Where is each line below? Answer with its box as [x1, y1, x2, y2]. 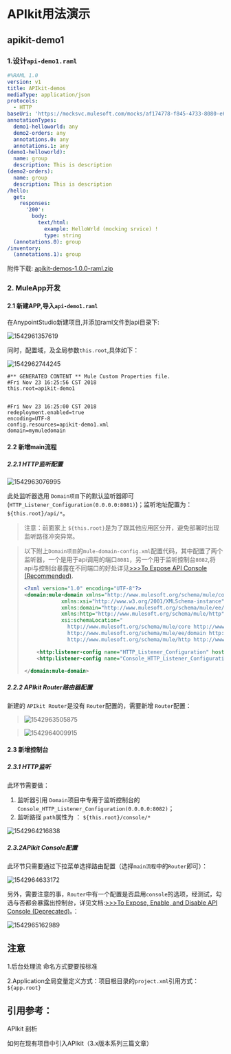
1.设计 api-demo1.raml [7, 56, 78, 65]
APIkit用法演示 [7, 6, 91, 22]
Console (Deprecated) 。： [7, 907, 79, 915]
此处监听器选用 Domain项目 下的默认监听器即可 [7, 491, 134, 499]
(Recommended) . [23, 572, 74, 580]
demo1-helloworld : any [13, 123, 78, 130]
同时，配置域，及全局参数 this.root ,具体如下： [7, 346, 140, 354]
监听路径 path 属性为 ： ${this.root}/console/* [16, 813, 151, 821]
